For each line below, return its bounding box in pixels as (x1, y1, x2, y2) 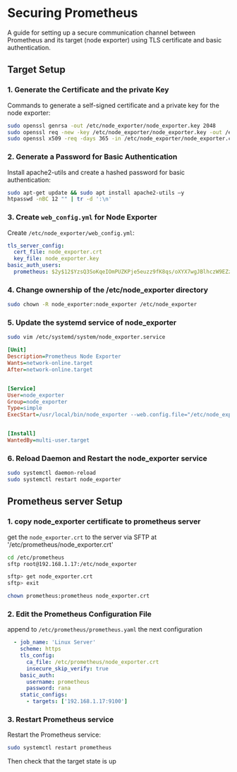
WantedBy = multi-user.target (7, 437, 90, 444)
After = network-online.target (7, 366, 93, 373)
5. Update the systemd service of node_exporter (7, 318, 177, 327)
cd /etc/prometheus (7, 554, 65, 561)
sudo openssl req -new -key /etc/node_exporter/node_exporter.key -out (7, 128, 222, 135)
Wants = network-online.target (7, 360, 93, 367)
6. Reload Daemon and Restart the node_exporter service (7, 453, 208, 463)
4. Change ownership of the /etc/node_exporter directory (7, 284, 209, 294)
